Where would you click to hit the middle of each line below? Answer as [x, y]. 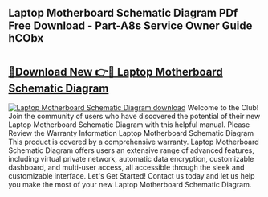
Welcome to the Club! [223, 107]
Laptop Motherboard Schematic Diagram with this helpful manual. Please [129, 125]
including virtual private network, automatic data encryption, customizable [131, 159]
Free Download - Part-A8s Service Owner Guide [130, 26]
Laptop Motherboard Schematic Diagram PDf [123, 13]
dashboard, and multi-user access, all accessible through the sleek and [126, 167]
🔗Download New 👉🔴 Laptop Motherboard [116, 72]
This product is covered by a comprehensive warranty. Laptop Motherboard [134, 142]
